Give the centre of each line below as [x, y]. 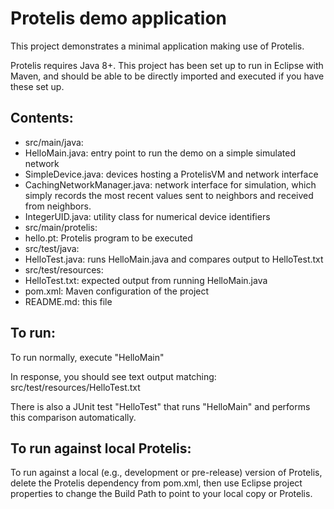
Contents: [42, 118]
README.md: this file [68, 301]
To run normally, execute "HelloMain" [87, 357]
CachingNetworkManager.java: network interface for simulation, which [170, 184]
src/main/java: [54, 142]
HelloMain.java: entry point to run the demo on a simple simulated [160, 153]
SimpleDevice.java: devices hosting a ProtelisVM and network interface [171, 174]
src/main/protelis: [61, 227]
